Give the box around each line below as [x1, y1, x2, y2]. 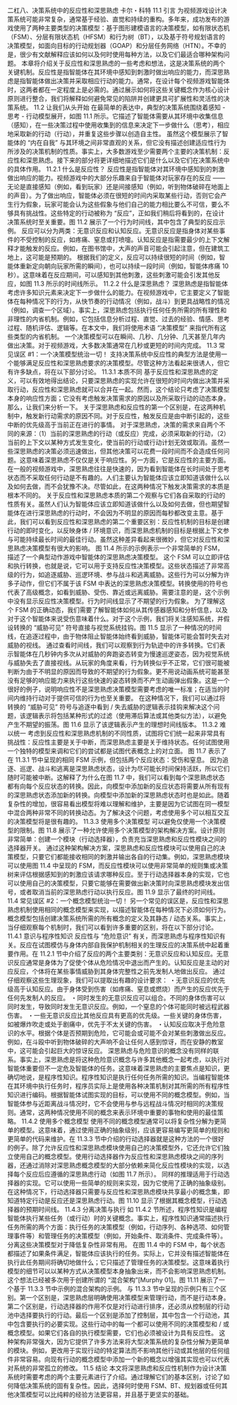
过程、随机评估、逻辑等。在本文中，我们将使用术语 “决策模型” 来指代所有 [7, 324, 221, 332]
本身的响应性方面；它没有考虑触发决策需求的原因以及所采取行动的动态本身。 [7, 394, 230, 402]
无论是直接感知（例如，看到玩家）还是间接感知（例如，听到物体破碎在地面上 [7, 183, 230, 190]
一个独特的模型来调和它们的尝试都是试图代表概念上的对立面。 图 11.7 [7, 747, 207, 755]
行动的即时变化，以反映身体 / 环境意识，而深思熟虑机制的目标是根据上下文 [7, 526, 224, 535]
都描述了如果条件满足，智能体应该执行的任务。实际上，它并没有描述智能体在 [7, 1249, 230, 1258]
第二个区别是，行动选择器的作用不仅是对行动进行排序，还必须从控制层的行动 [7, 1302, 230, 1310]
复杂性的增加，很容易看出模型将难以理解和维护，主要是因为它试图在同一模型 [7, 800, 230, 808]
